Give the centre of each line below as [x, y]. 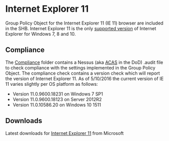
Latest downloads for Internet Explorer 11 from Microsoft [65, 133]
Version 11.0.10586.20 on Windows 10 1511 [57, 105]
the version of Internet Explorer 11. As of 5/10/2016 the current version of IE [84, 78]
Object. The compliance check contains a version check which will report [83, 73]
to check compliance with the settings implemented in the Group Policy [80, 67]
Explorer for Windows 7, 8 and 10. [40, 34]
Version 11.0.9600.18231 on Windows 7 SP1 [58, 94]
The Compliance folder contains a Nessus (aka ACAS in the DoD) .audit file [84, 62]
